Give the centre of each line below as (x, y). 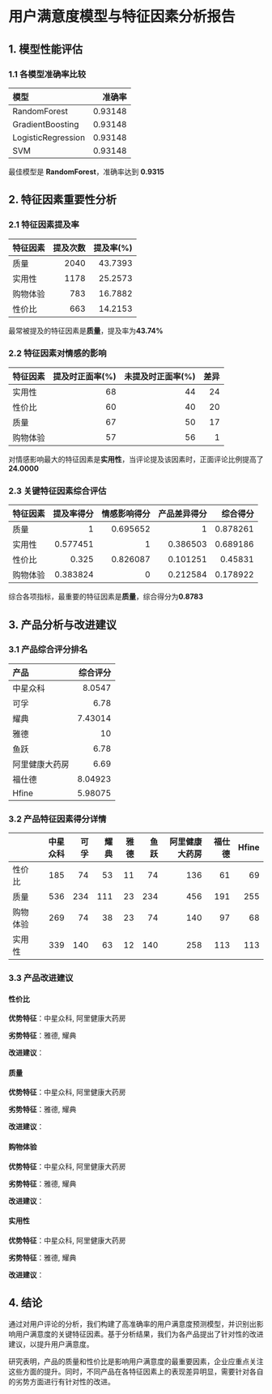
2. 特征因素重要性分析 (63, 200)
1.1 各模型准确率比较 (47, 74)
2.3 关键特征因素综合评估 (57, 491)
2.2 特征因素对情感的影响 (57, 353)
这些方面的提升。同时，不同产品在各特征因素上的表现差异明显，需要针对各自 (136, 1371)
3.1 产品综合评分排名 (48, 650)
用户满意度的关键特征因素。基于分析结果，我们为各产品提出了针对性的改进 (139, 1334)
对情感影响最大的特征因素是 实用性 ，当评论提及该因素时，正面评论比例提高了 (136, 459)
